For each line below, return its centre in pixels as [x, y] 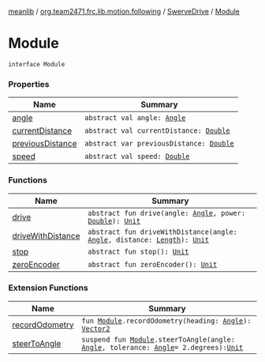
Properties [29, 84]
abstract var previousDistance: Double [159, 144]
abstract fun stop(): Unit [138, 251]
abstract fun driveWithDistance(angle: [163, 232]
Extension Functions [48, 288]
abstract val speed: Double [137, 156]
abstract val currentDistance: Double [157, 131]
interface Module [37, 64]
